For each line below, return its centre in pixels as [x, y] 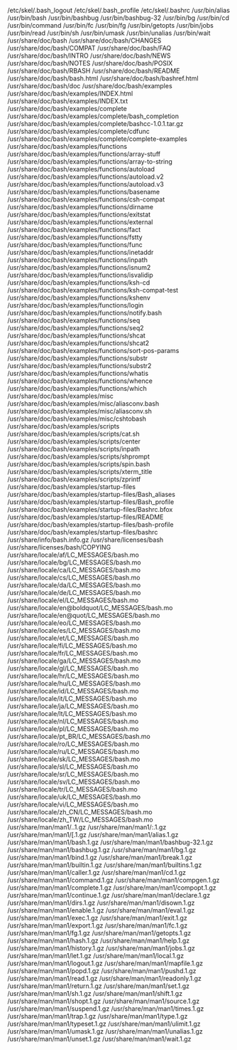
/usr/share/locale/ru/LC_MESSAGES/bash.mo [73, 751]
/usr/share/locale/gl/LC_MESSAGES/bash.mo [73, 668]
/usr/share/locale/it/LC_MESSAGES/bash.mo [72, 698]
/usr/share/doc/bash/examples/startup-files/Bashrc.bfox [90, 509]
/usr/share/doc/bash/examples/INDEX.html [70, 93]
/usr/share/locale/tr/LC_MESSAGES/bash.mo [73, 789]
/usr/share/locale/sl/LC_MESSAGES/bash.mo [73, 767]
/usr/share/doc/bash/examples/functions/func [75, 245]
